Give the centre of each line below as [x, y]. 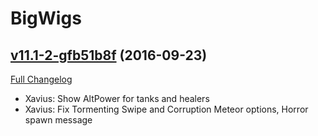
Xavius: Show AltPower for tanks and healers [117, 98]
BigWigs [46, 18]
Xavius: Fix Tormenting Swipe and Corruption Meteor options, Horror [166, 109]
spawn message [58, 120]
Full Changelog [41, 79]
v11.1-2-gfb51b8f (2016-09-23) [109, 55]
